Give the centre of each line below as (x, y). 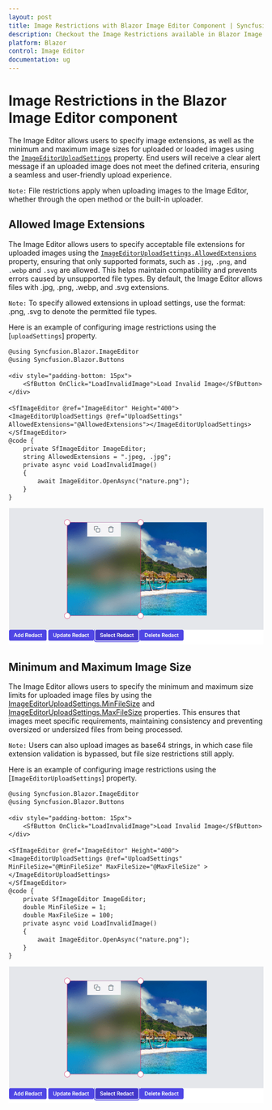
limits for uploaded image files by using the (80, 695)
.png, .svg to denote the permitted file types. (83, 311)
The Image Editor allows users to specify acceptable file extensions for (127, 244)
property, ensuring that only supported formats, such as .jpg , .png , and (127, 261)
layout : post (30, 17)
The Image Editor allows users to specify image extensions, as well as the (131, 140)
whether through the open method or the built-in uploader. (106, 199)
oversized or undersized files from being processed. (96, 729)
